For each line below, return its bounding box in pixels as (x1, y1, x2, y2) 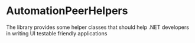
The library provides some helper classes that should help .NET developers (6, 24, 189, 31)
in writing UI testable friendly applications (6, 29, 108, 37)
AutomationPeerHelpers (6, 4, 128, 18)
